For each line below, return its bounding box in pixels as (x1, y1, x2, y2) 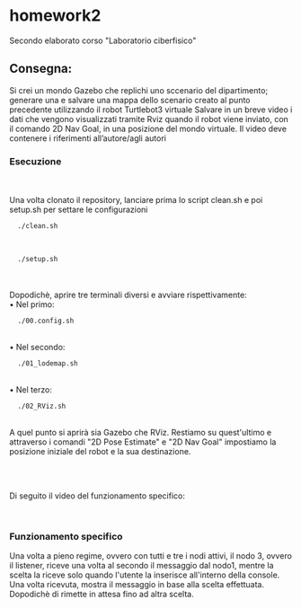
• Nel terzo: (9, 384, 52, 395)
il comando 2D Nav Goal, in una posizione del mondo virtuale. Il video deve (9, 123, 288, 134)
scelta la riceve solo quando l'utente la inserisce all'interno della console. (9, 569, 280, 580)
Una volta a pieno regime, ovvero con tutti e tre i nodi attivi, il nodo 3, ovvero (9, 551, 292, 561)
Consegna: (9, 61, 73, 76)
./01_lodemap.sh (17, 359, 78, 368)
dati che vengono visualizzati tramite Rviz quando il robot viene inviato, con (9, 113, 289, 124)
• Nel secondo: (9, 342, 66, 353)
